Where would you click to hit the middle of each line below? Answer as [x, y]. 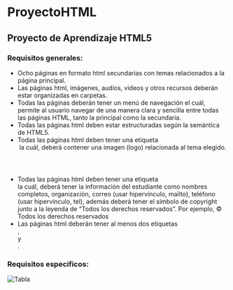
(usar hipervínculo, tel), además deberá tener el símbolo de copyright [117, 201]
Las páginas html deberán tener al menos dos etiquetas [98, 224]
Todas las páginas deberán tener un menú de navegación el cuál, [111, 103]
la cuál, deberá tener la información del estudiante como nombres [112, 187]
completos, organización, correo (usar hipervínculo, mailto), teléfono [116, 194]
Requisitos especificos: [48, 264]
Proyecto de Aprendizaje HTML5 [80, 38]
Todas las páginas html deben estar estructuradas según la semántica [119, 125]
